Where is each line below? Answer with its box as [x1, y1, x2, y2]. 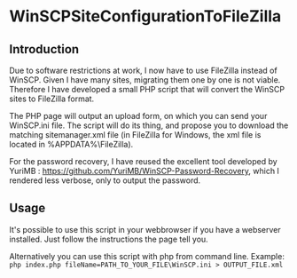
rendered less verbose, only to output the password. [9, 175, 201, 186]
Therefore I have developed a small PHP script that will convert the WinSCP [9, 84, 285, 94]
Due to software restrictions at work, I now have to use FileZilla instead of [9, 65, 277, 75]
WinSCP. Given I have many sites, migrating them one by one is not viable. [9, 75, 281, 85]
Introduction [9, 42, 80, 57]
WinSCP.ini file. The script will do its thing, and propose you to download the [9, 120, 289, 131]
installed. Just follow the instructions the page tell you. [9, 234, 208, 244]
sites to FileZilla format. [9, 93, 95, 104]
